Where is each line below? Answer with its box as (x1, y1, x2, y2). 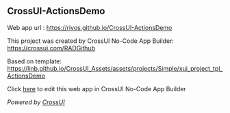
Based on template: (7, 57, 62, 65)
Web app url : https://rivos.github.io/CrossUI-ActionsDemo (7, 23, 172, 31)
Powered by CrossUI (7, 98, 65, 106)
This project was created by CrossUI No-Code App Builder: (7, 37, 175, 45)
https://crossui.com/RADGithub (7, 44, 96, 52)
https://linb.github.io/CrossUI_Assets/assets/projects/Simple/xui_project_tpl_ (7, 64, 223, 72)
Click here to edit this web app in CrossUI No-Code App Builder (7, 84, 186, 93)
